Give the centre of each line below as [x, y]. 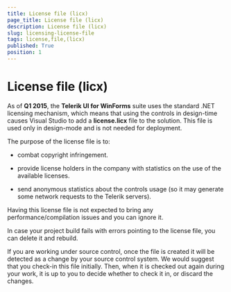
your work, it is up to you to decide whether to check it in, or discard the [110, 273]
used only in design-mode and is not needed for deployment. [95, 128]
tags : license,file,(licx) [46, 40]
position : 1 [24, 53]
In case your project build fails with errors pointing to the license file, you [111, 230]
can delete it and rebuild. [43, 238]
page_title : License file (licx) [55, 20]
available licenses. [44, 175]
